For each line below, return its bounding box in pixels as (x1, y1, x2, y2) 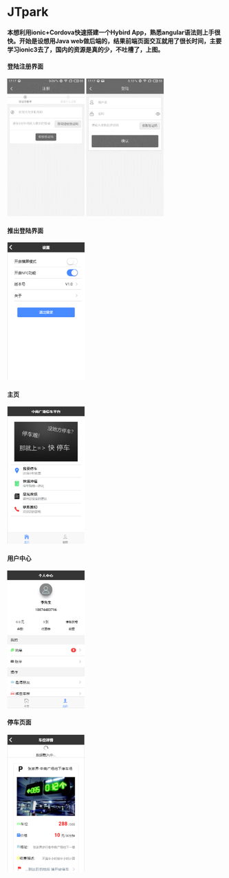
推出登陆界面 (7, 226, 43, 235)
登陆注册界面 (7, 63, 43, 71)
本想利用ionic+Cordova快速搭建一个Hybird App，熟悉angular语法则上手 (7, 28, 215, 36)
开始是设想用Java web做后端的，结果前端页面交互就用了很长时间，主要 (19, 36, 222, 45)
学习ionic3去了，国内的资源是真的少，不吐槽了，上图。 (7, 45, 164, 54)
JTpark (7, 4, 49, 20)
